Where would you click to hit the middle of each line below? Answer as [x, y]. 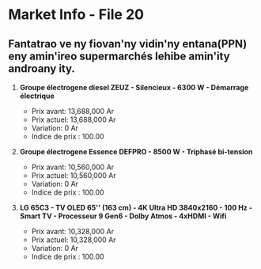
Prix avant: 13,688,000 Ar [73, 111]
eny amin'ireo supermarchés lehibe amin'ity [119, 56]
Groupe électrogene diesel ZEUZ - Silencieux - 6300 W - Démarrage [134, 87]
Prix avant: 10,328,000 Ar [73, 231]
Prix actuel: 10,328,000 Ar [74, 240]
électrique [37, 96]
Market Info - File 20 [76, 15]
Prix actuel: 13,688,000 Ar [74, 119]
